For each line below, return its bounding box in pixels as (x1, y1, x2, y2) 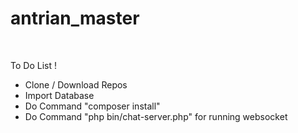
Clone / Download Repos (24, 78, 128, 91)
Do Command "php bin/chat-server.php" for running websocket (24, 110, 288, 122)
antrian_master (10, 7, 140, 30)
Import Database (24, 89, 95, 101)
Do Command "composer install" (24, 100, 161, 112)
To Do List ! (10, 59, 57, 71)
